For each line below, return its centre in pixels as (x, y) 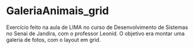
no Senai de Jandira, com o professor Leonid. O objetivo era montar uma (96, 33)
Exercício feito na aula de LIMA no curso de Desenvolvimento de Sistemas (97, 27)
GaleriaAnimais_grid (57, 11)
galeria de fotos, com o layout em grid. (54, 40)
